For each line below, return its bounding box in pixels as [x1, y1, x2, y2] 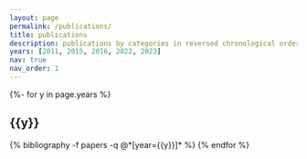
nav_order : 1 [9, 65, 59, 74]
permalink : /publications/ [9, 22, 112, 31]
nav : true [9, 55, 48, 65]
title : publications [9, 30, 89, 39]
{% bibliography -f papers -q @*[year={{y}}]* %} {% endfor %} [9, 139, 250, 150]
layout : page [9, 13, 59, 23]
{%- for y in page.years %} [9, 88, 111, 100]
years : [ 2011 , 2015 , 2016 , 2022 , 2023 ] [9, 47, 162, 56]
